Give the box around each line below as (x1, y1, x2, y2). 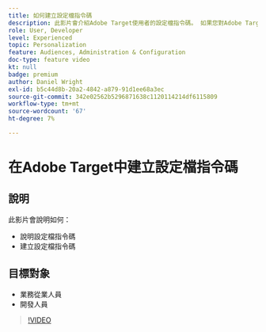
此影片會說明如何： (8, 215, 71, 224)
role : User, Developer (8, 26, 83, 34)
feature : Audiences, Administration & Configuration (8, 48, 186, 56)
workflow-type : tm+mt (8, 100, 80, 108)
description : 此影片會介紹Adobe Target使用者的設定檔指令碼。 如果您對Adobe (8, 19, 242, 27)
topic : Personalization (8, 41, 87, 49)
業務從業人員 (19, 289, 62, 299)
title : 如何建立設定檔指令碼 (8, 11, 93, 20)
